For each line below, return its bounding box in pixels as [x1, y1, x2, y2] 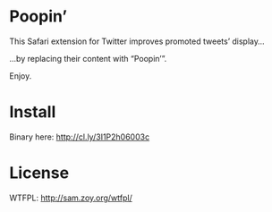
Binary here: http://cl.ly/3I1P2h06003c [9, 131, 150, 142]
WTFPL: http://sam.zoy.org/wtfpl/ [9, 192, 132, 203]
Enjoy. [9, 70, 32, 81]
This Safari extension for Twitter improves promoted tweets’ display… [9, 36, 266, 47]
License [9, 163, 70, 183]
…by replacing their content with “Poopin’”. [9, 53, 167, 64]
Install [9, 102, 56, 123]
